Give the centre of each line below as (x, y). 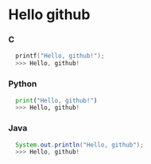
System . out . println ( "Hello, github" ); (80, 145)
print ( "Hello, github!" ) (56, 100)
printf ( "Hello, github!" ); (60, 56)
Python (23, 84)
